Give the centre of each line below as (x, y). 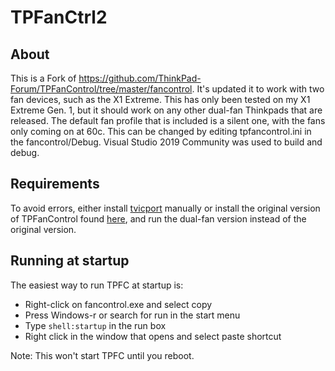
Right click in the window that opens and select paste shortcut (153, 336)
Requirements (55, 184)
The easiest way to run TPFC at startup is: (97, 285)
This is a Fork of (43, 78)
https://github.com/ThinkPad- (140, 78)
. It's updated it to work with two (258, 89)
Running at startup (70, 261)
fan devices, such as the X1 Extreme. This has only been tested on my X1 (160, 99)
